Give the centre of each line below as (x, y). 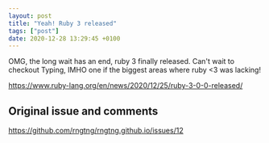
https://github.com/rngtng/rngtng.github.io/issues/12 (96, 131)
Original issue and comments (83, 111)
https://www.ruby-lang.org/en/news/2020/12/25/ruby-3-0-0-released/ (126, 86)
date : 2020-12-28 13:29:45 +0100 (64, 38)
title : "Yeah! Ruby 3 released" (62, 23)
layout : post (30, 16)
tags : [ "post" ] (34, 31)
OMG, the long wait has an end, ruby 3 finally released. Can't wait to (122, 61)
